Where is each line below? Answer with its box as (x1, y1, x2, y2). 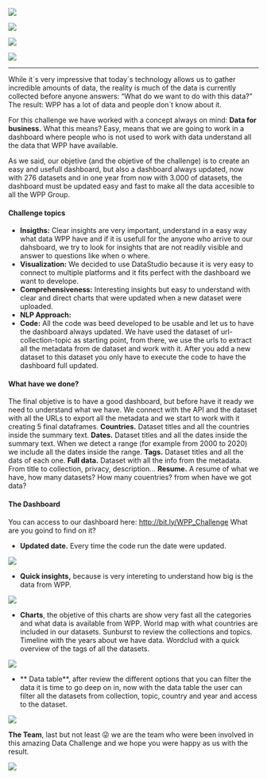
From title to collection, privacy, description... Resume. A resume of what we (8, 464, 259, 474)
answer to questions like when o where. (19, 251, 150, 261)
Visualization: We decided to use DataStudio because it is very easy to (19, 259, 254, 269)
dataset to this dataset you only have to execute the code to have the (19, 352, 246, 362)
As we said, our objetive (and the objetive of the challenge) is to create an (8, 156, 250, 165)
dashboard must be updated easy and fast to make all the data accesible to (8, 181, 255, 191)
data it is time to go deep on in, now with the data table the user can (19, 682, 243, 692)
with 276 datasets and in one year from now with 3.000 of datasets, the (8, 173, 242, 182)
